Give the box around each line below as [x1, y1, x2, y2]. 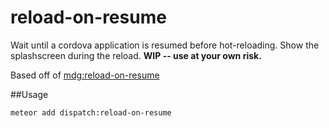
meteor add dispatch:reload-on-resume [10, 107, 172, 118]
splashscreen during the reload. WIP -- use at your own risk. [10, 49, 262, 61]
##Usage [10, 88, 49, 100]
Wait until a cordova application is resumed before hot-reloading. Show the [10, 39, 320, 51]
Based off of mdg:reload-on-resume [10, 69, 160, 81]
